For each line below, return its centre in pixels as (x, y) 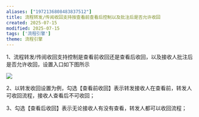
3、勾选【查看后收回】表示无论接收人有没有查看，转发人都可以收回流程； (97, 108)
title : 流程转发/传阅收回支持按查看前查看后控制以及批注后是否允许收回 (83, 17)
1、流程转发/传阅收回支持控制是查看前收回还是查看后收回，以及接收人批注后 (99, 57)
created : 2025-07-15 (32, 23)
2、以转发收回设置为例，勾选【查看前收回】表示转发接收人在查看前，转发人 (99, 88)
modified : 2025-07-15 (33, 28)
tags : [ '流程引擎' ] (29, 34)
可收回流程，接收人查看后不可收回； (51, 95)
